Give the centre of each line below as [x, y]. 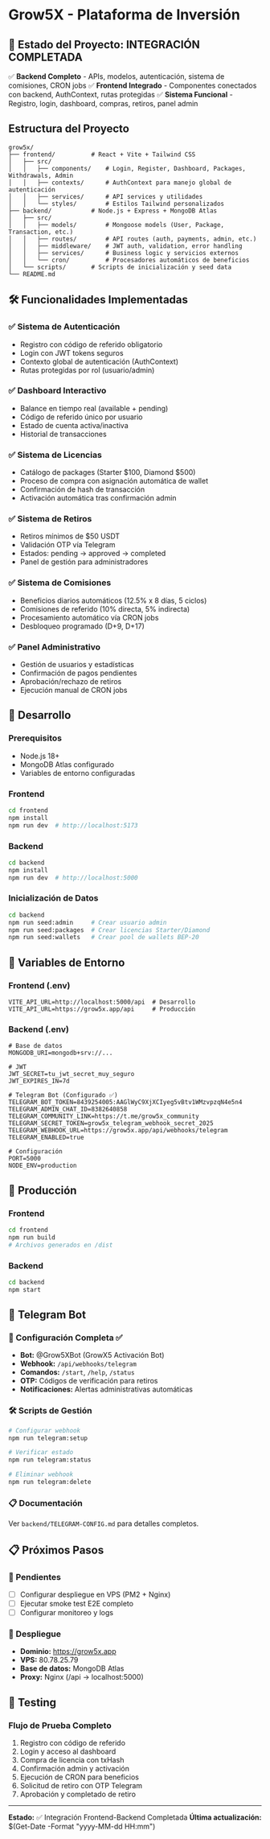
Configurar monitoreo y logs [67, 1612]
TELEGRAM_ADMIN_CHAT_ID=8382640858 [68, 1109]
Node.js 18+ [40, 756]
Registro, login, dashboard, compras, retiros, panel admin [103, 103]
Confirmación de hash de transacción [82, 489]
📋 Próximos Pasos [56, 1550]
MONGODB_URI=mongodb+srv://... [61, 1053]
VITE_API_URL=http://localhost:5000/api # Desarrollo [102, 1002]
